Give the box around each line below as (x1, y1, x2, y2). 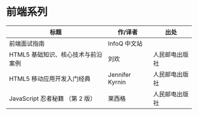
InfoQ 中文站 (108, 39, 143, 48)
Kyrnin (108, 77, 126, 86)
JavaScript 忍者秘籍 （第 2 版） (9, 94, 96, 103)
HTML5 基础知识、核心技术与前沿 (9, 50, 103, 59)
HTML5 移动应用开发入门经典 (9, 75, 91, 83)
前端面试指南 (9, 39, 45, 48)
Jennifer (108, 70, 131, 79)
